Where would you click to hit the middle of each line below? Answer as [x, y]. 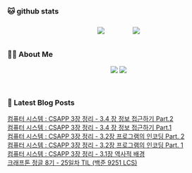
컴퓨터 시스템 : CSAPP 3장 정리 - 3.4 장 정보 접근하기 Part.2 [91, 118]
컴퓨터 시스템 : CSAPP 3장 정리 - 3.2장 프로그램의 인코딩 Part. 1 [95, 145]
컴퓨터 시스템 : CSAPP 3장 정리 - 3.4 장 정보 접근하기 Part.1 [90, 127]
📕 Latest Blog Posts [41, 103]
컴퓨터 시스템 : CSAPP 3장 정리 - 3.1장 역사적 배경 [76, 153]
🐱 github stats [33, 11]
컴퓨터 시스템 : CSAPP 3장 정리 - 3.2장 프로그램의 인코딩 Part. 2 [96, 136]
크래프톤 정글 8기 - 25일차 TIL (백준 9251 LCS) [72, 162]
